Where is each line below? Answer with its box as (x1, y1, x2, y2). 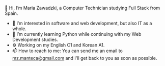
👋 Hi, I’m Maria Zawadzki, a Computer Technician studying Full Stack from (5, 5, 160, 11)
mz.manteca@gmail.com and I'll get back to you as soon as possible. (12, 55, 157, 61)
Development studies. (12, 36, 58, 42)
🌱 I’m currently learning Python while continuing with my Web (12, 31, 142, 37)
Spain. (5, 10, 18, 16)
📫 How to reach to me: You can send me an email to (12, 48, 123, 54)
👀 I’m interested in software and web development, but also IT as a (12, 20, 152, 26)
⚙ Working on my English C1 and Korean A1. (12, 42, 105, 48)
